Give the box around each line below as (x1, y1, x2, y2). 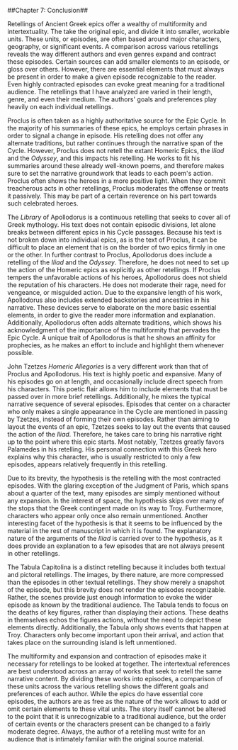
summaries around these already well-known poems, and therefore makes (7, 162, 225, 169)
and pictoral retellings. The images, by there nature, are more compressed (7, 571, 225, 578)
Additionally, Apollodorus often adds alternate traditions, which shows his (7, 318, 222, 327)
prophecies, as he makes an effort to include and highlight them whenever (7, 341, 225, 349)
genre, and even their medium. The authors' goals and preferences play (7, 95, 217, 103)
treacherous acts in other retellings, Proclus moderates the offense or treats (7, 184, 229, 192)
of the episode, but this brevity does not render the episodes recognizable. (7, 586, 227, 594)
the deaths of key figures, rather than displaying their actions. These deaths (7, 608, 229, 616)
